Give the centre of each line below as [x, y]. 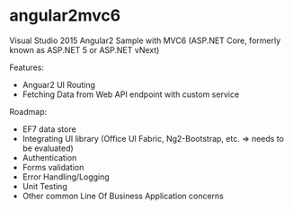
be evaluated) [48, 148]
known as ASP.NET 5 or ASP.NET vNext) [84, 49]
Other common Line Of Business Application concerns [123, 196]
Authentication [49, 157]
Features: [27, 67]
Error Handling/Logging [66, 177]
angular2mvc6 [65, 16]
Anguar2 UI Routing [59, 84]
